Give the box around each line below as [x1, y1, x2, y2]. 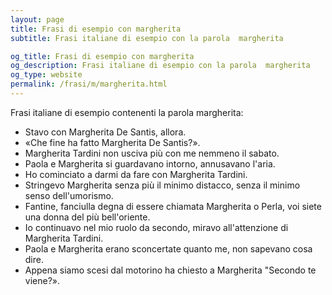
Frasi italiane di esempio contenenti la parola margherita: [10, 106, 244, 118]
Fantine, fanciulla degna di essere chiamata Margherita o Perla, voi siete [24, 200, 322, 212]
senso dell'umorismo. [24, 189, 114, 201]
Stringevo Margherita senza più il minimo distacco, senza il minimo [24, 179, 301, 191]
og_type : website [10, 70, 83, 80]
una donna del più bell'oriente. [24, 211, 151, 223]
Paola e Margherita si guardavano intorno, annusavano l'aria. [24, 157, 276, 170]
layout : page [10, 14, 65, 25]
